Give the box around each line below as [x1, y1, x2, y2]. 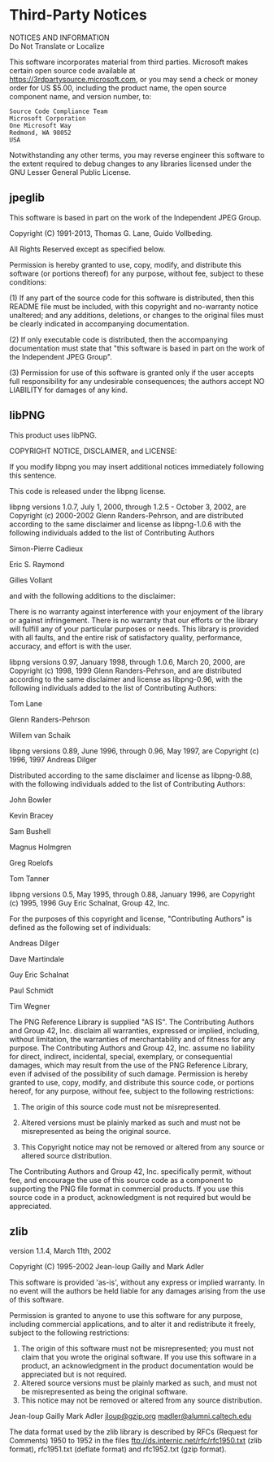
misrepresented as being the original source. [20, 1126, 172, 1136]
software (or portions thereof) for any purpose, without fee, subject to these [9, 268, 264, 278]
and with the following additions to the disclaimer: [9, 591, 176, 600]
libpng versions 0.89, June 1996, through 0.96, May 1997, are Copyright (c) [9, 746, 259, 756]
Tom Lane [9, 698, 43, 709]
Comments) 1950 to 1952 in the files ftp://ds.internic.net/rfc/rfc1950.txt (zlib [9, 1436, 263, 1446]
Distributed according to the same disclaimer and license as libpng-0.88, [9, 770, 253, 780]
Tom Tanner [9, 873, 50, 884]
